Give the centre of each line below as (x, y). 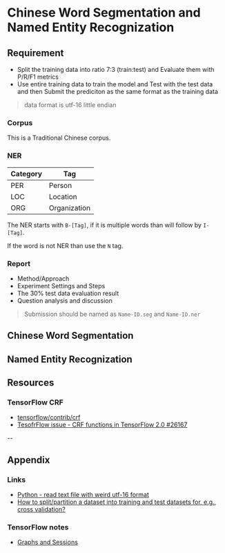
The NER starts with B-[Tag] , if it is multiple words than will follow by (105, 225)
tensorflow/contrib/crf (49, 418)
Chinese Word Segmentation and (104, 13)
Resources (31, 383)
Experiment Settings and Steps (61, 285)
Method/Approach (43, 279)
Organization (70, 207)
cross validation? (41, 509)
